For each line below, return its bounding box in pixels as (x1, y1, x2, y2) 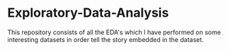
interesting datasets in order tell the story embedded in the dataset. (7, 35, 204, 43)
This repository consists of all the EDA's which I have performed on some (7, 28, 222, 36)
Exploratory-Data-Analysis (7, 5, 169, 21)
